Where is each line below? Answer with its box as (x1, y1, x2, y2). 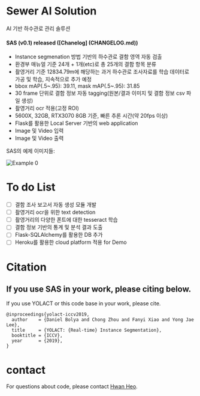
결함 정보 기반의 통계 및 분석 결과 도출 (14, 224, 103, 231)
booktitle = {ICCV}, (11, 332, 63, 339)
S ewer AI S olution (6, 4, 97, 18)
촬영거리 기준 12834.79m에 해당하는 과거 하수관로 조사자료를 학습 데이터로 (14, 68, 190, 76)
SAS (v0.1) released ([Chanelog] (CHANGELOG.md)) (6, 39, 138, 46)
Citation (6, 260, 47, 274)
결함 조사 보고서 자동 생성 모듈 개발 (14, 201, 97, 209)
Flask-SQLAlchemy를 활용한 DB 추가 (14, 231, 103, 239)
